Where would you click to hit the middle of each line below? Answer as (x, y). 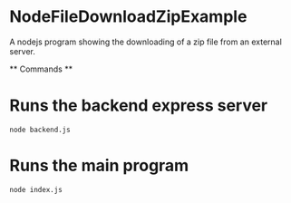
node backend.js (40, 130)
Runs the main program (99, 166)
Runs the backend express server (139, 106)
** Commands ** (41, 69)
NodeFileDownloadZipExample (128, 17)
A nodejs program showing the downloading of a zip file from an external (146, 42)
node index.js (36, 189)
